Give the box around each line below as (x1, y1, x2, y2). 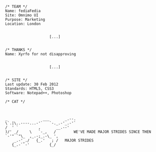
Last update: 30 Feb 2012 (5, 82, 58, 87)
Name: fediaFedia (5, 8, 41, 13)
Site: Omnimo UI (5, 13, 39, 18)
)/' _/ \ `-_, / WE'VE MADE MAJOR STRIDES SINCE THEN (5, 129, 152, 134)
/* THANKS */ (5, 47, 32, 52)
